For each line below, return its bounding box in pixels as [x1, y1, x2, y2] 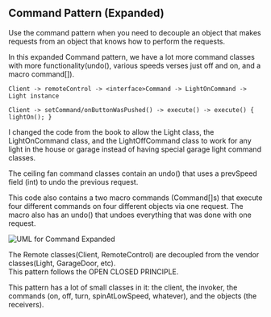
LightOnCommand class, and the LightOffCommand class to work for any [8, 136, 252, 145]
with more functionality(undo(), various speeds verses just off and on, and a [8, 60, 261, 70]
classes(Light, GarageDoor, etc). [8, 258, 116, 268]
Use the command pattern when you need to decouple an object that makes [8, 27, 261, 37]
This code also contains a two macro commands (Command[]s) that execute [8, 193, 263, 202]
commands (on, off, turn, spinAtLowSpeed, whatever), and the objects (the [8, 290, 257, 301]
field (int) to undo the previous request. [8, 177, 139, 186]
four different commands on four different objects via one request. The [8, 201, 244, 211]
